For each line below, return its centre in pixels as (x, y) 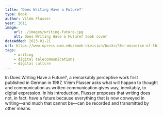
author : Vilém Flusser (28, 18)
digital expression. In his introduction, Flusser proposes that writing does (78, 93)
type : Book (16, 14)
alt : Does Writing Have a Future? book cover (61, 37)
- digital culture (32, 64)
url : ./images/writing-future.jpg (49, 32)
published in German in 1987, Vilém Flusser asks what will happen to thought (81, 82)
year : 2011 (16, 23)
